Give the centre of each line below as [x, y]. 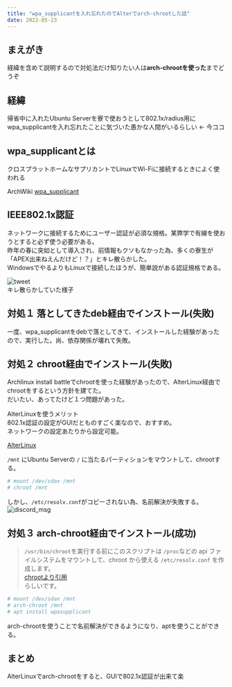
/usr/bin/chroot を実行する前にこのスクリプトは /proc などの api [116, 551]
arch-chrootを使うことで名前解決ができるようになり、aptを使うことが [107, 626]
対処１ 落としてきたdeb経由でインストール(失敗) [111, 313]
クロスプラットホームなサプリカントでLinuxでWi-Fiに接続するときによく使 [114, 169]
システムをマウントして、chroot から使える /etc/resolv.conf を [127, 560]
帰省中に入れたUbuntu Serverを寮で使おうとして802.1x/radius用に [101, 118]
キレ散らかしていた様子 [41, 289]
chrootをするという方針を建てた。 [56, 391]
